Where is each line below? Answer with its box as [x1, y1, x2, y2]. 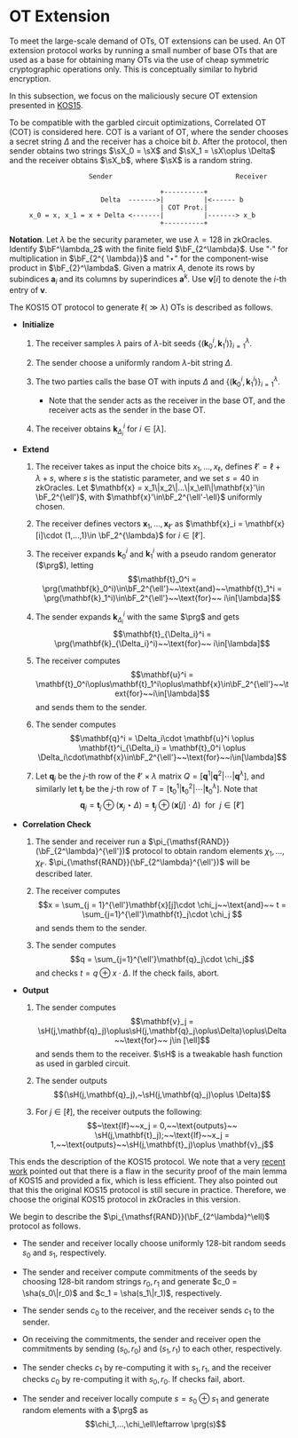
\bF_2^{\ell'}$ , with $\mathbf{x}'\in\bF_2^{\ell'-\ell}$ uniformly [35, 491, 263, 502]
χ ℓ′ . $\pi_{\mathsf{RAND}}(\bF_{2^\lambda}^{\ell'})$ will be [35, 857, 251, 870]
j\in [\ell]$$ [169, 1035, 211, 1046]
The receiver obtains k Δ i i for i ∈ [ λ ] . [35, 422, 167, 438]
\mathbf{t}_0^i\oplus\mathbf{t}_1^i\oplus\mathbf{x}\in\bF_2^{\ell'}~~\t [35, 678, 289, 689]
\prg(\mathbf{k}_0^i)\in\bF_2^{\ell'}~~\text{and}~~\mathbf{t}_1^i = [42, 583, 283, 594]
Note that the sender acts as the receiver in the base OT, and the [48, 395, 286, 406]
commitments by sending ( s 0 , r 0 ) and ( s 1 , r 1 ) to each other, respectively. [21, 1343, 282, 1355]
